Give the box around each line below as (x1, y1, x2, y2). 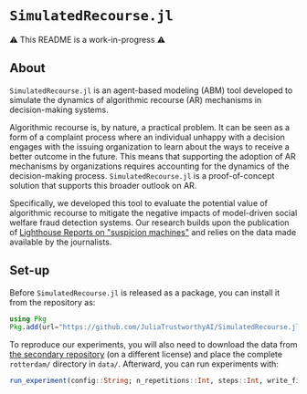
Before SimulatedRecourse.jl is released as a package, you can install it (9, 286, 281, 298)
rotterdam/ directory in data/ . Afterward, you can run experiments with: (9, 358, 279, 369)
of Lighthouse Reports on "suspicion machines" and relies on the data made (9, 226, 297, 237)
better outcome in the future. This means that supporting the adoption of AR (9, 150, 296, 161)
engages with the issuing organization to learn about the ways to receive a (9, 140, 290, 152)
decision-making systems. (9, 104, 109, 115)
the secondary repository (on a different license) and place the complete (9, 349, 283, 360)
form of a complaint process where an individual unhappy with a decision (9, 131, 286, 142)
